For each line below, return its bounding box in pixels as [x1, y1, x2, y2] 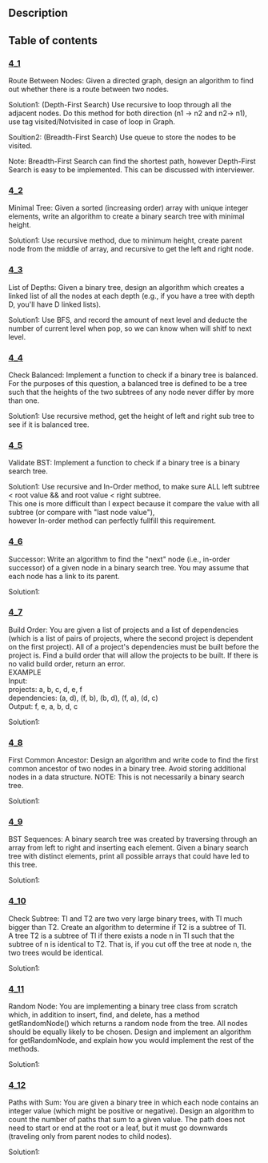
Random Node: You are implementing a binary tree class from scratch [8, 1001, 238, 1012]
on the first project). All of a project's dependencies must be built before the [8, 642, 260, 651]
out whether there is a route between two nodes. [8, 84, 170, 95]
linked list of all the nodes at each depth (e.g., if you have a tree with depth [8, 291, 254, 300]
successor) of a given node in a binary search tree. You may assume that [8, 562, 250, 572]
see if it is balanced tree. [8, 420, 90, 429]
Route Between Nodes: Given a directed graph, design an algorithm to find [8, 76, 254, 86]
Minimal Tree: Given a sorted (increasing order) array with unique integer [8, 203, 249, 213]
